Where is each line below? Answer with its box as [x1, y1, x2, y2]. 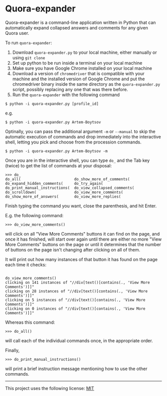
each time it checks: [5, 262, 47, 267]
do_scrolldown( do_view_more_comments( [5, 190, 123, 195]
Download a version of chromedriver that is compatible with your [12, 70, 145, 76]
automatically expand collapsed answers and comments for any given [5, 24, 148, 30]
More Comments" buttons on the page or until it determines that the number [5, 241, 162, 247]
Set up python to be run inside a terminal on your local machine [12, 60, 143, 66]
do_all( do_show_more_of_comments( [5, 176, 130, 182]
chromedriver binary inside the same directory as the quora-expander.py [12, 81, 161, 87]
